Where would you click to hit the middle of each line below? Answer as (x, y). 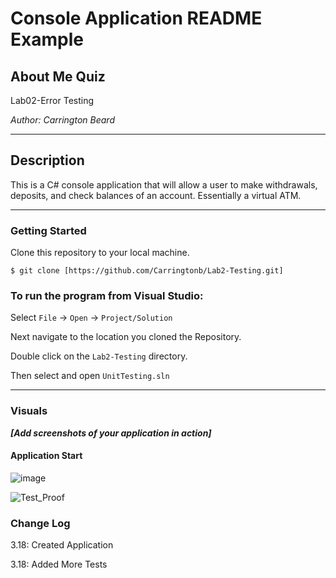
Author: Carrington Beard (62, 120)
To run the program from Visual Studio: (107, 296)
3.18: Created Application (62, 545)
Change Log (40, 523)
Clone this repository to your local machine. (100, 253)
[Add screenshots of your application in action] (111, 433)
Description (47, 160)
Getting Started (48, 230)
